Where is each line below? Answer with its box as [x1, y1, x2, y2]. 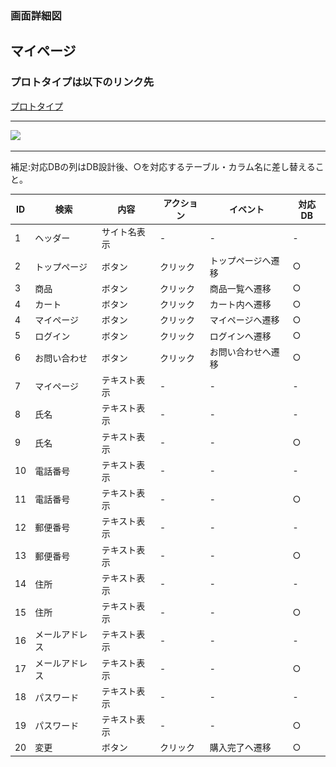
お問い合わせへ [209, 345, 272, 357]
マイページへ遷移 [209, 314, 280, 326]
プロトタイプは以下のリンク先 [10, 75, 155, 89]
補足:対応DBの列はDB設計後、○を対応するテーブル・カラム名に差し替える [10, 160, 316, 172]
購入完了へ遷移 [209, 742, 272, 754]
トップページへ [209, 254, 272, 266]
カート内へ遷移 [209, 298, 272, 311]
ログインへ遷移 [209, 330, 272, 342]
